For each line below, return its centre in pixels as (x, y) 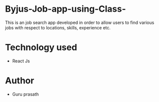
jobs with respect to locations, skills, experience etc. (58, 27)
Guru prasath (25, 94)
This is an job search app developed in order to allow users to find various (80, 22)
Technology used (41, 48)
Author (20, 81)
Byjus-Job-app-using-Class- (66, 9)
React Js (21, 61)
